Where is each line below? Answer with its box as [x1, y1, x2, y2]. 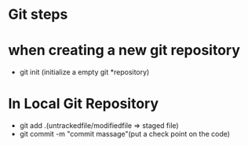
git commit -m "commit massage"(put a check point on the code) [19, 130, 230, 139]
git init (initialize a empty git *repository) [19, 68, 150, 77]
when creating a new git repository [8, 42, 241, 60]
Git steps [8, 5, 68, 24]
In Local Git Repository [8, 95, 159, 113]
